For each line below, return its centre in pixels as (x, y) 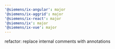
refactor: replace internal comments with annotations (57, 41)
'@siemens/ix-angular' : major (35, 9)
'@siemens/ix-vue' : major (31, 28)
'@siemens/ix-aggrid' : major (34, 14)
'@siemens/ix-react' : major (33, 18)
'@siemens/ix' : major (26, 23)
